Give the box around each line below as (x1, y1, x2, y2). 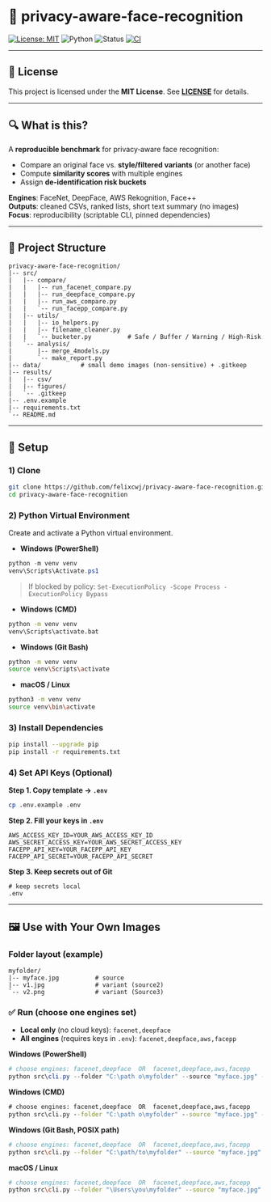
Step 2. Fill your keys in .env (8, 816, 104, 826)
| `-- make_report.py (8, 354, 103, 362)
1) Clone (8, 464, 41, 476)
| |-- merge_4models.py (8, 347, 110, 355)
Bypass (85, 590, 109, 598)
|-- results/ (8, 368, 52, 377)
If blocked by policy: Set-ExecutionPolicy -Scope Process (27, 582, 220, 591)
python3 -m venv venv (8, 696, 81, 704)
